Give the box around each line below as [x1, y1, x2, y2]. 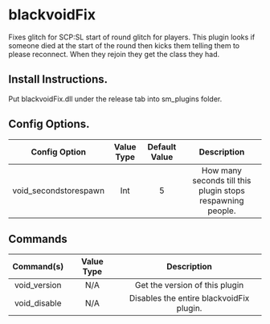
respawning [199, 195, 244, 206]
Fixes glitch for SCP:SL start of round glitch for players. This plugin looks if [8, 32, 256, 42]
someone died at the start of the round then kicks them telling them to [8, 40, 239, 50]
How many [201, 165, 243, 176]
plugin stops [198, 185, 245, 196]
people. [207, 205, 236, 216]
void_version [14, 280, 62, 291]
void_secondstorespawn [12, 185, 105, 196]
